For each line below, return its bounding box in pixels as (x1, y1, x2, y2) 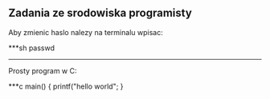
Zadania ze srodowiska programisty (8, 6, 193, 20)
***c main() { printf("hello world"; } (8, 81, 124, 91)
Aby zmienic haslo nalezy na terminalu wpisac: (8, 27, 163, 37)
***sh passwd (8, 43, 55, 53)
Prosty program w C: (8, 65, 78, 75)
